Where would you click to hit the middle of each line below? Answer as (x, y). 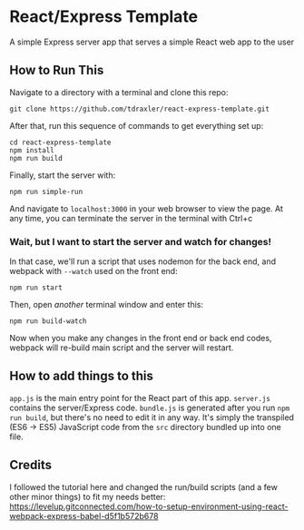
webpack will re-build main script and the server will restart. (122, 348)
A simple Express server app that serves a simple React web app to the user (152, 42)
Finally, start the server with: (63, 175)
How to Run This (57, 70)
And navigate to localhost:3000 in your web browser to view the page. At (147, 208)
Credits (31, 465)
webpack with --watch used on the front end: (94, 271)
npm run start (36, 288)
